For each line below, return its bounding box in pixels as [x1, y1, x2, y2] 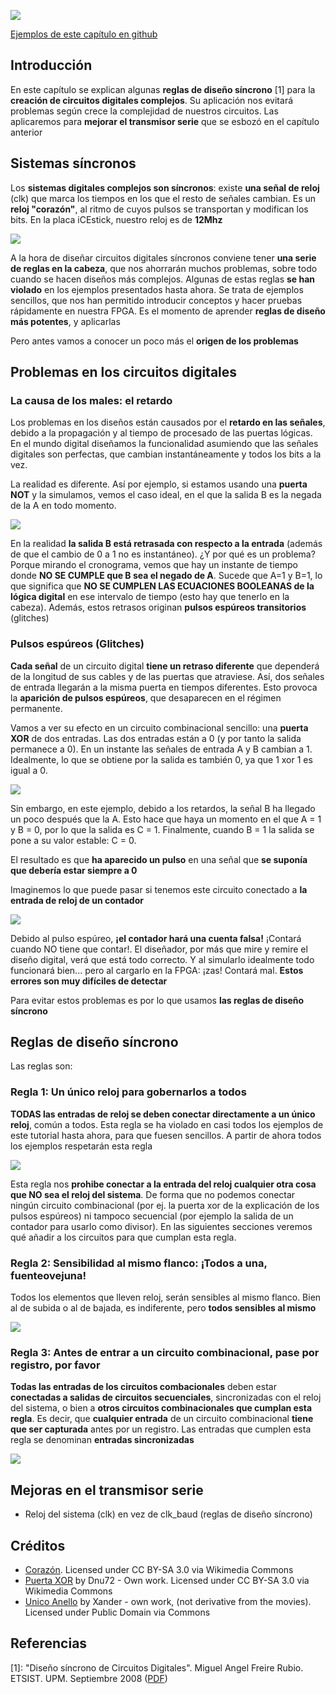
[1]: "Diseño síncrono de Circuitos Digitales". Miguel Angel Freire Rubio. [10, 1661, 304, 1674]
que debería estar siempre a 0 [10, 864, 138, 876]
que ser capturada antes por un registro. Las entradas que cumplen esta [10, 1423, 312, 1435]
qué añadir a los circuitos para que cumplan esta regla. [10, 1231, 237, 1243]
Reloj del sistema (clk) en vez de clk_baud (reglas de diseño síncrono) [24, 1508, 313, 1520]
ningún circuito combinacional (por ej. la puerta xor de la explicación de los [10, 1199, 320, 1211]
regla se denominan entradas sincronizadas [10, 1434, 195, 1446]
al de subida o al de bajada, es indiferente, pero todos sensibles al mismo [10, 1302, 317, 1314]
